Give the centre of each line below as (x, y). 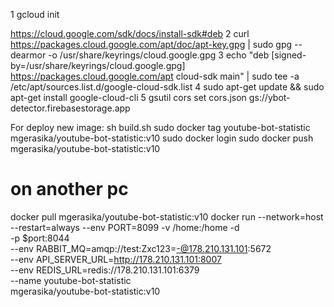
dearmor (28, 55)
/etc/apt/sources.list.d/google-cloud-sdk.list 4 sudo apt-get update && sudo (167, 87)
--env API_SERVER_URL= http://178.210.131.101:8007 (116, 259)
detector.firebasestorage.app (70, 108)
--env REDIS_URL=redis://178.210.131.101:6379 (105, 270)
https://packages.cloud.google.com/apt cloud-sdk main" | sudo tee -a (155, 76)
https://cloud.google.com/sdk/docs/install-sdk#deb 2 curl (130, 33)
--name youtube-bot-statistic (71, 280)
